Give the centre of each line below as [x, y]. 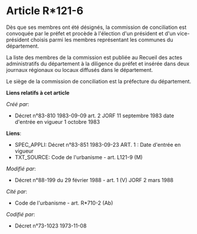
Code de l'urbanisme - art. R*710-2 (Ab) [64, 203]
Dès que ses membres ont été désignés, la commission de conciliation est [96, 27]
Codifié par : [21, 214]
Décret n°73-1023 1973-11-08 [51, 226]
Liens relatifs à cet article [38, 93]
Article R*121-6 [45, 11]
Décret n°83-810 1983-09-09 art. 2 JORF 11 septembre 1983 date [94, 116]
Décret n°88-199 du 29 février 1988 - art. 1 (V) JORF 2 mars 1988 [94, 180]
